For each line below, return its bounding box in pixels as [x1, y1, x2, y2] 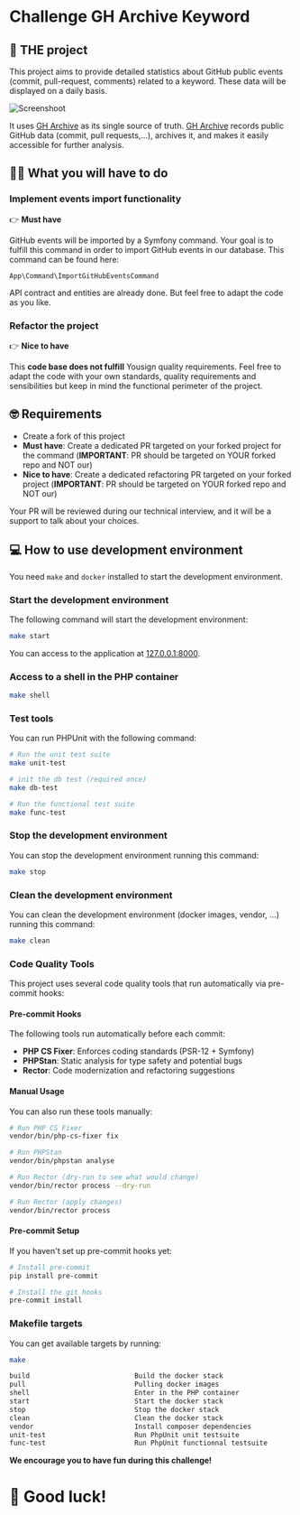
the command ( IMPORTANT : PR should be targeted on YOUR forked [22, 450, 277, 460]
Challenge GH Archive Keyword [9, 6, 250, 27]
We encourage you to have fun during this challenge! [9, 1455, 213, 1466]
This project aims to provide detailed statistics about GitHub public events [9, 66, 284, 77]
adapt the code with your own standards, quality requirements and [9, 370, 257, 381]
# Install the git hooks [9, 1287, 103, 1297]
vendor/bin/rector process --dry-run [9, 1181, 151, 1190]
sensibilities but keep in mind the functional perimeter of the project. [9, 380, 263, 391]
